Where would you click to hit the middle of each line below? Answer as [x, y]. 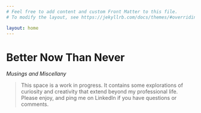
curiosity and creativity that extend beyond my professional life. [99, 92]
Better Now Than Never [66, 57]
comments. [35, 104]
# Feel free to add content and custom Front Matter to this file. [92, 12]
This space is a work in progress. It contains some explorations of [102, 85]
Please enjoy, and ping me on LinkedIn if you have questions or [99, 98]
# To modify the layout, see [42, 17]
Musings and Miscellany [36, 74]
